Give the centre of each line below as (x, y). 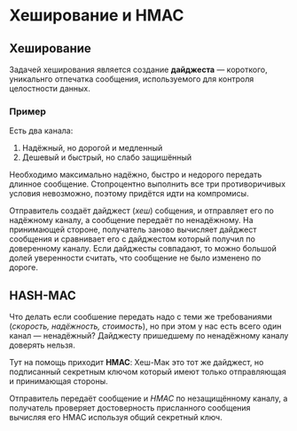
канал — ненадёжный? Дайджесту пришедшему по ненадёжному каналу (149, 336)
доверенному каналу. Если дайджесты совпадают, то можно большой (143, 249)
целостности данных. (50, 88)
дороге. (23, 267)
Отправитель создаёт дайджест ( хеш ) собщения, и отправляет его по (142, 211)
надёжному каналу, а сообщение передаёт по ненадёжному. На (132, 220)
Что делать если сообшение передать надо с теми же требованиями (141, 317)
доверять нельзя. (42, 345)
